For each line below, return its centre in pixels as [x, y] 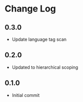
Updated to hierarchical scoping [45, 67]
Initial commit [26, 95]
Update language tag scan [39, 39]
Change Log [30, 9]
